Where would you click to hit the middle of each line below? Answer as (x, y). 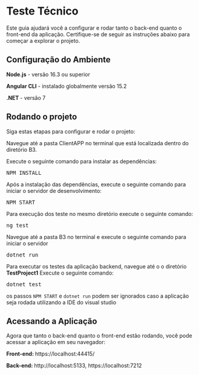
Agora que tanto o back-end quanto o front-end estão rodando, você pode (99, 336)
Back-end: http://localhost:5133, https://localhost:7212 (74, 366)
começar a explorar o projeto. (43, 41)
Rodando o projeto (42, 117)
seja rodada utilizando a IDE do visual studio (61, 302)
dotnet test (24, 284)
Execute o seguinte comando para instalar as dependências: (82, 161)
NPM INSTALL (24, 173)
